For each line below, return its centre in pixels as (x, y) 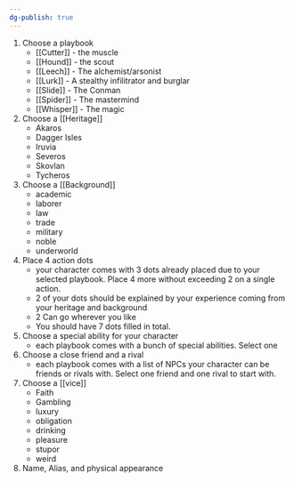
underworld (57, 251)
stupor (48, 449)
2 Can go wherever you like (86, 317)
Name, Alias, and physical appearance (93, 468)
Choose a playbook (57, 43)
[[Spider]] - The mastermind (87, 100)
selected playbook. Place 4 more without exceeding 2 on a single (155, 279)
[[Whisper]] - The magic (80, 108)
